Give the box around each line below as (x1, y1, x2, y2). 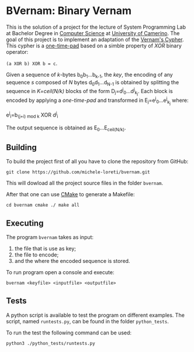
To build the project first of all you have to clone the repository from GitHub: (6, 158, 189, 165)
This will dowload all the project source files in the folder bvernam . (6, 180, 164, 187)
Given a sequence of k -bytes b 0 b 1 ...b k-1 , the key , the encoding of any (6, 71, 174, 80)
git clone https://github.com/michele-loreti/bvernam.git (6, 169, 150, 175)
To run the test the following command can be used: (6, 329, 132, 336)
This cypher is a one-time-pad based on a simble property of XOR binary (6, 42, 182, 49)
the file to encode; (14, 251, 59, 258)
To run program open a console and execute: (6, 268, 115, 276)
